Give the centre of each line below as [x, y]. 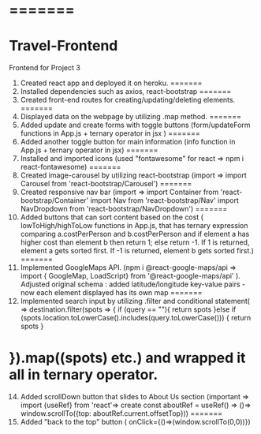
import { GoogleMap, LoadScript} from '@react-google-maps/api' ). [130, 276]
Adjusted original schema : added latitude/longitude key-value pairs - [133, 284]
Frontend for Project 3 [45, 68]
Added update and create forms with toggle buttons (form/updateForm [135, 125]
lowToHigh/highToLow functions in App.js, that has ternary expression [134, 226]
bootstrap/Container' [54, 200]
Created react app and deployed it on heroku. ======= [111, 83]
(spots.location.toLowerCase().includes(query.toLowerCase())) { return [136, 318]
